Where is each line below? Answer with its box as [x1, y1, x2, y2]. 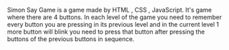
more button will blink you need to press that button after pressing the [7, 27, 205, 36]
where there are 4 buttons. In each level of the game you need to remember [7, 13, 222, 21]
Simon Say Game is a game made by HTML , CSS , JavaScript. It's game [7, 6, 212, 14]
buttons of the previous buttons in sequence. [7, 35, 135, 43]
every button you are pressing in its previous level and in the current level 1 [7, 21, 219, 28]
